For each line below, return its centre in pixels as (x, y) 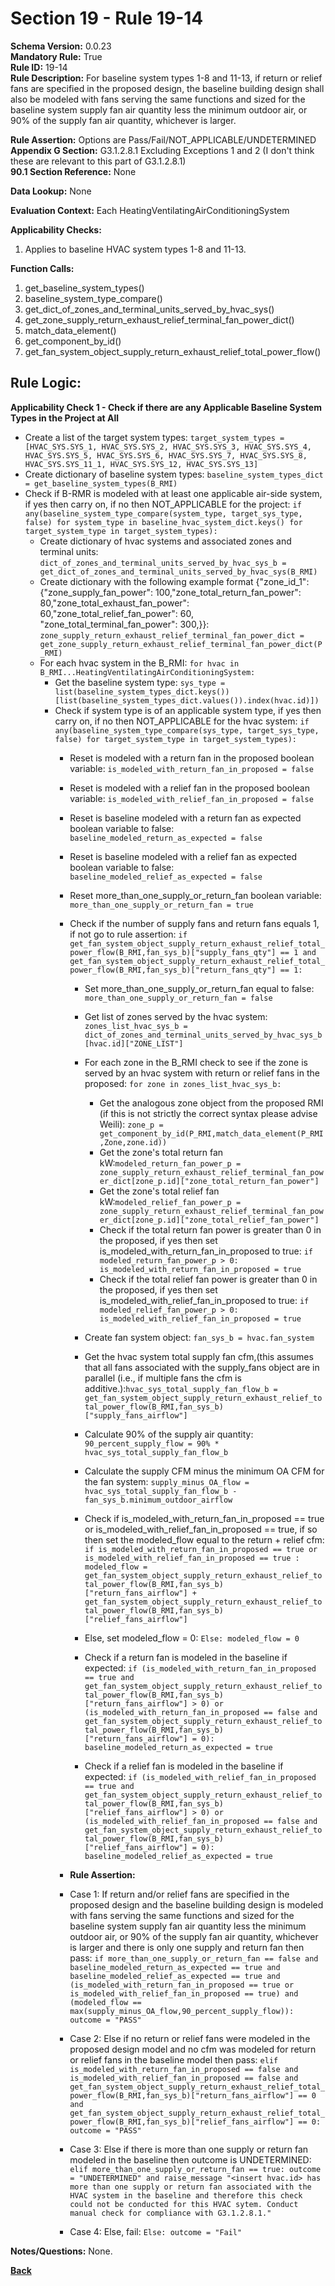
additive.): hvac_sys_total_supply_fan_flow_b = (181, 1388)
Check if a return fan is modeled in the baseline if (186, 1657)
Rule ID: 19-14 (39, 67)
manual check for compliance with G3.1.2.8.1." (170, 2213)
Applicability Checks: (56, 229)
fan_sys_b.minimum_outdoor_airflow (158, 1500)
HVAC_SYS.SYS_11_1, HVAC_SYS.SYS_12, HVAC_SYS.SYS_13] (141, 464)
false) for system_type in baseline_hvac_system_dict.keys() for (163, 522)
